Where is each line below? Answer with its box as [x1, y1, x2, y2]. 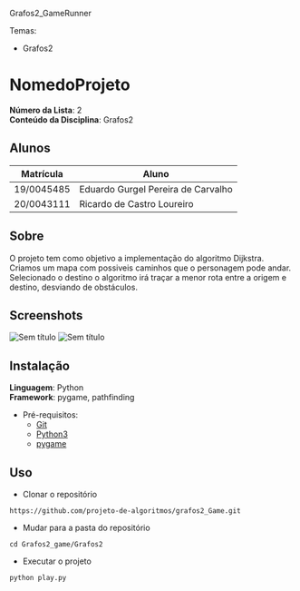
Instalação [9, 358, 71, 373]
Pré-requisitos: [22, 409, 79, 420]
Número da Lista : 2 [9, 104, 82, 115]
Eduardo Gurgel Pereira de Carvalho [79, 182, 233, 195]
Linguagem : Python [9, 382, 84, 393]
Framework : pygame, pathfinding [9, 392, 135, 403]
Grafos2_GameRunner [9, 8, 92, 18]
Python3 [35, 428, 68, 439]
